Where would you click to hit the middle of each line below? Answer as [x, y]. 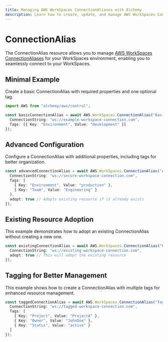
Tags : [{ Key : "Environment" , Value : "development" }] [68, 124]
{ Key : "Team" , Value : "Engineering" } [56, 190]
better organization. [25, 162]
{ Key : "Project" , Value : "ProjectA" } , [57, 316]
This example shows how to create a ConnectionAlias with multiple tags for [82, 287]
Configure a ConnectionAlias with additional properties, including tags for [81, 157]
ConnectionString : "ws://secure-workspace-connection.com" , [73, 176]
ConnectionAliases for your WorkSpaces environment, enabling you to [77, 59]
